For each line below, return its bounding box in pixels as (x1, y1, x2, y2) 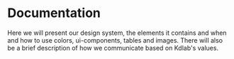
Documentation (7, 5, 101, 21)
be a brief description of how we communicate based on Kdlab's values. (7, 43, 218, 52)
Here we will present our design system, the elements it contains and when (7, 28, 227, 37)
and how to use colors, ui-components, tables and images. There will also (7, 36, 223, 44)
